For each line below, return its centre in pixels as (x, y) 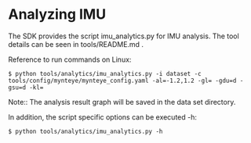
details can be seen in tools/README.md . (76, 44)
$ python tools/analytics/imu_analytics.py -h (85, 131)
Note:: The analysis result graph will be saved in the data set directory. (122, 102)
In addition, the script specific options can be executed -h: (103, 117)
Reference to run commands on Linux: (70, 59)
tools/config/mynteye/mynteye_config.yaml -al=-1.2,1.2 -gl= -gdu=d (122, 80)
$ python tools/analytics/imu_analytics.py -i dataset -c (105, 73)
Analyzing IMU (57, 14)
